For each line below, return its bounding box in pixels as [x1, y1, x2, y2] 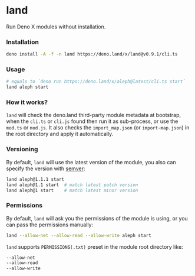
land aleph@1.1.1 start [6, 176, 65, 182]
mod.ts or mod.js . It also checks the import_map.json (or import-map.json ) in [6, 124, 190, 131]
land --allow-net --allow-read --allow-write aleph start [6, 232, 151, 238]
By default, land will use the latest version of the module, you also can [6, 158, 176, 165]
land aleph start [6, 84, 49, 90]
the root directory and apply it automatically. [6, 131, 114, 138]
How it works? [6, 98, 48, 106]
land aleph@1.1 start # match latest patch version [6, 181, 138, 188]
